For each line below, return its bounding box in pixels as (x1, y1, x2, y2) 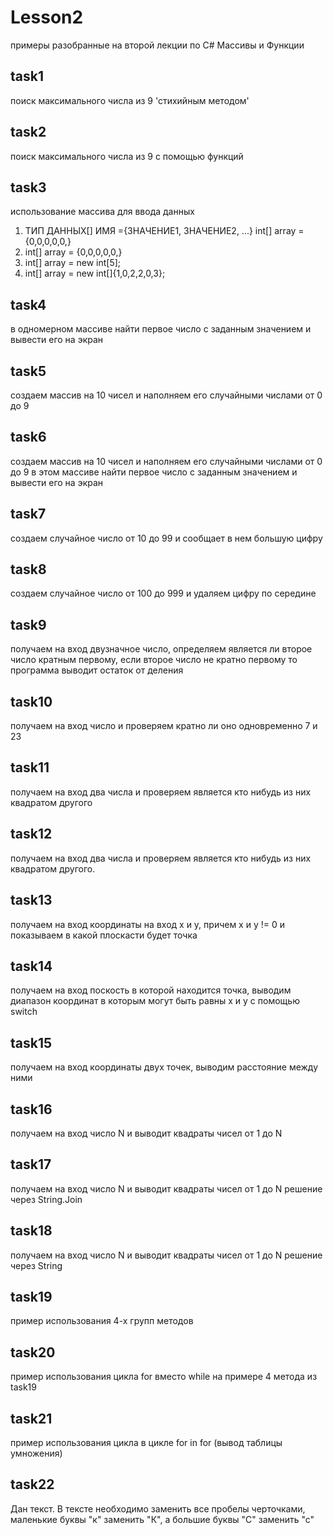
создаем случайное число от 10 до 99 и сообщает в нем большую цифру (10, 532, 323, 544)
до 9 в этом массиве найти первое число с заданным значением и (10, 466, 298, 478)
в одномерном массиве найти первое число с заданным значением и (10, 323, 312, 335)
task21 (10, 1410, 53, 1427)
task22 (10, 1476, 55, 1493)
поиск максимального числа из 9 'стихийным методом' (10, 94, 250, 106)
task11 (10, 759, 50, 776)
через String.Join (10, 1193, 83, 1205)
